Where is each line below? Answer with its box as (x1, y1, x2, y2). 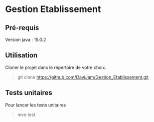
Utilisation (5, 51, 38, 59)
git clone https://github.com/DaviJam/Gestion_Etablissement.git (17, 74, 149, 80)
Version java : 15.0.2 (5, 36, 46, 42)
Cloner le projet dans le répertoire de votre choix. (5, 64, 106, 70)
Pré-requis (5, 23, 39, 32)
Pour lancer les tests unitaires (5, 101, 66, 108)
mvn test (17, 111, 36, 117)
